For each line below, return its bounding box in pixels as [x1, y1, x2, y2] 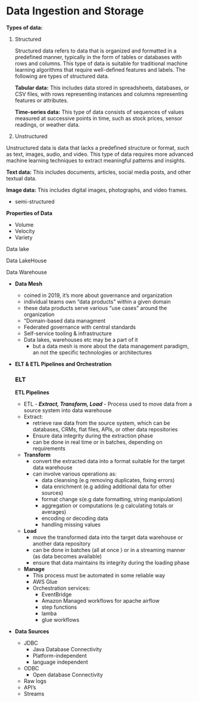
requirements [32, 445, 66, 452]
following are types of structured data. [14, 72, 109, 79]
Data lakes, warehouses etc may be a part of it [23, 336, 138, 343]
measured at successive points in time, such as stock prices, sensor [14, 115, 183, 122]
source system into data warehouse [23, 407, 112, 414]
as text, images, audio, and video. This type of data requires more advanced [6, 151, 194, 158]
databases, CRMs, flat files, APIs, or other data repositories [32, 426, 178, 433]
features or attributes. [14, 97, 69, 104]
